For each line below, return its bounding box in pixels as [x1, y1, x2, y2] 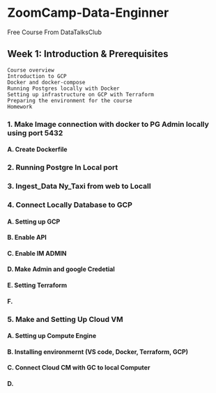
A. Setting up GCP [7, 217, 61, 226]
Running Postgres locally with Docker [7, 85, 120, 92]
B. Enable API [7, 233, 47, 242]
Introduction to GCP [7, 72, 68, 79]
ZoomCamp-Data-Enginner [7, 5, 169, 21]
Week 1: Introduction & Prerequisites [7, 48, 169, 60]
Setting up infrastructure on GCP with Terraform [7, 91, 155, 98]
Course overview [7, 66, 54, 74]
